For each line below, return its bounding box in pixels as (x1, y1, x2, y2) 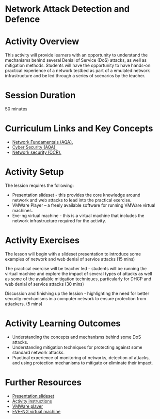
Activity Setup (5, 166, 64, 178)
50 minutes (5, 106, 28, 112)
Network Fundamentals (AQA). (12, 139, 74, 145)
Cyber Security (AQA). (12, 145, 57, 150)
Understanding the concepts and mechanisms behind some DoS (12, 334, 142, 340)
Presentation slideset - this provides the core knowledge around (12, 192, 141, 198)
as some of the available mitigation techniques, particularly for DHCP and (5, 276, 152, 282)
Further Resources (5, 377, 81, 388)
